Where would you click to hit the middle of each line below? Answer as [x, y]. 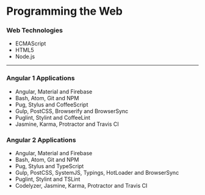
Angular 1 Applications [41, 78]
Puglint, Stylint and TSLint [48, 179]
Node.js [25, 57]
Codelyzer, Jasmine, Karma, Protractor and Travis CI [81, 186]
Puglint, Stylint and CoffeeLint [52, 117]
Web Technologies [34, 31]
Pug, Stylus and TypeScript [49, 166]
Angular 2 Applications [41, 140]
